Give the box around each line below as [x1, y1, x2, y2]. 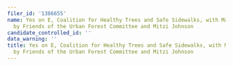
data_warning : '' [7, 36, 58, 43]
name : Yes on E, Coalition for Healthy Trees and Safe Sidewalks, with [7, 16, 218, 23]
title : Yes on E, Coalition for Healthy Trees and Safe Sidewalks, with [7, 42, 222, 49]
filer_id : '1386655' [7, 10, 67, 17]
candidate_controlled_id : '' [7, 29, 92, 36]
